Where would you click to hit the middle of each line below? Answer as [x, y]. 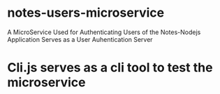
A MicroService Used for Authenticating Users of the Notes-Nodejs [104, 32]
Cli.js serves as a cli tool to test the [110, 68]
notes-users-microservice [86, 13]
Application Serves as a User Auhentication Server [80, 39]
